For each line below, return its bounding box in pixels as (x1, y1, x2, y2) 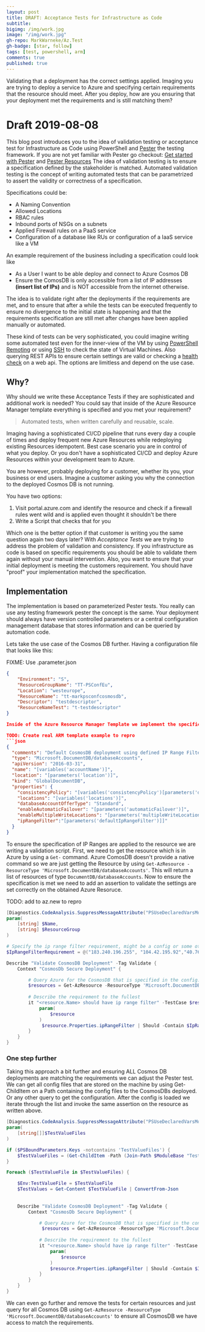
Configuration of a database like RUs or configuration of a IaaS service (15, 233, 193, 241)
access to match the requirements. (6, 1319, 94, 1326)
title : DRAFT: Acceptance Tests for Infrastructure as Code (6, 15, 163, 21)
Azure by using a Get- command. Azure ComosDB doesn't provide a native (6, 853, 195, 860)
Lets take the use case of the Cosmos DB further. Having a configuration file (6, 641, 198, 648)
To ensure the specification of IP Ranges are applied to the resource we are (6, 840, 196, 848)
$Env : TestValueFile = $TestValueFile (17, 1180, 113, 1187)
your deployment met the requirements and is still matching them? (6, 96, 173, 104)
